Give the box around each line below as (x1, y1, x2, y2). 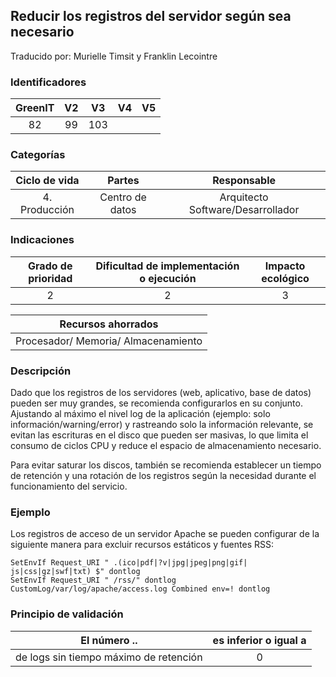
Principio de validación (10, 607, 124, 621)
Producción (19, 203, 75, 217)
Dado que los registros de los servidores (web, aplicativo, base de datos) (10, 387, 312, 398)
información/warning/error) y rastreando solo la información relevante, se (10, 419, 314, 430)
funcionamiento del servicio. (10, 480, 128, 492)
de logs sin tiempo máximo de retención (15, 650, 203, 664)
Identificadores (10, 75, 87, 89)
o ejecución (139, 271, 197, 285)
